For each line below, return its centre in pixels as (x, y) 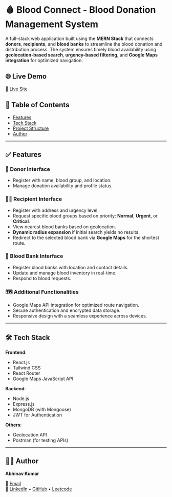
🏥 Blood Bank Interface (34, 256)
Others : (14, 425)
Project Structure (31, 128)
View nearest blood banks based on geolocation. (64, 227)
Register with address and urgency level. (56, 210)
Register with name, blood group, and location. (62, 181)
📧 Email (13, 483)
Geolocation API (30, 434)
